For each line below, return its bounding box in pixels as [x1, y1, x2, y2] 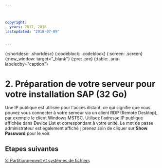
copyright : [5, 20, 27, 25]
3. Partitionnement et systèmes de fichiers [5, 158, 90, 164]
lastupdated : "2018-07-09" [5, 29, 60, 34]
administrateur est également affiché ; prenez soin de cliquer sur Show [5, 125, 147, 131]
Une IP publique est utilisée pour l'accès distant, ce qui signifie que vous [5, 105, 151, 111]
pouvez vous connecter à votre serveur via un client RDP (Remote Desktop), [5, 110, 158, 116]
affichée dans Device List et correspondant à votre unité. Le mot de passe [5, 120, 154, 126]
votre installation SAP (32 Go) [5, 89, 127, 100]
